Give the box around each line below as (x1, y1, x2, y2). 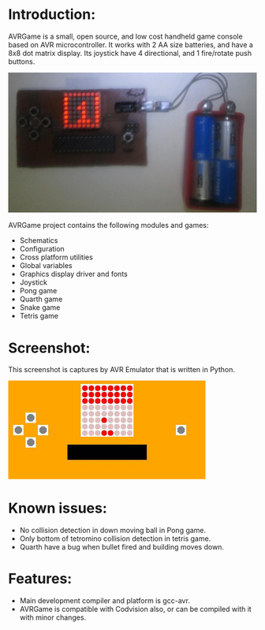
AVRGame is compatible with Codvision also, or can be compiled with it (19, 605, 252, 614)
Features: (8, 570, 73, 588)
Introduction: (8, 6, 96, 24)
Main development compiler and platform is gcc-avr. (19, 596, 191, 606)
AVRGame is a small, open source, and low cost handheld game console (8, 32, 243, 41)
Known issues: (8, 499, 108, 517)
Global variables (19, 261, 73, 270)
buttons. (8, 57, 35, 66)
